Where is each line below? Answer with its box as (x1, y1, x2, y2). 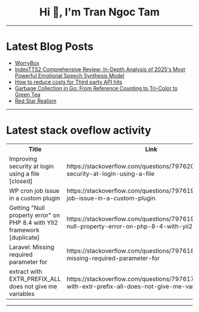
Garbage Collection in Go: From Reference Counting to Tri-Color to (14, 84, 178, 91)
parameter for (9, 257, 48, 266)
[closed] (9, 177, 33, 185)
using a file (9, 169, 40, 177)
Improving (9, 154, 37, 163)
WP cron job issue (9, 186, 60, 195)
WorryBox (14, 59, 40, 66)
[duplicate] (9, 233, 40, 241)
